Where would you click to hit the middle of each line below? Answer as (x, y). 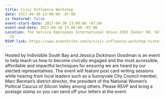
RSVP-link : (16, 41)
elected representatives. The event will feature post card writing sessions (79, 71)
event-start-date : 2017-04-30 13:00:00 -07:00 (54, 23)
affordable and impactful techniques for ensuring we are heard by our (76, 65)
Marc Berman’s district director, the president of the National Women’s (76, 81)
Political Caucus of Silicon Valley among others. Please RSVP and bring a (79, 86)
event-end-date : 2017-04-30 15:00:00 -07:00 (51, 28)
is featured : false (25, 19)
